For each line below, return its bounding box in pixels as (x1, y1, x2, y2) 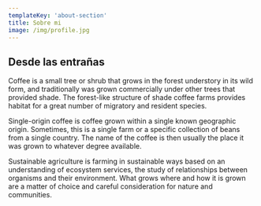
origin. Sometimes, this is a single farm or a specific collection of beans (8, 125, 240, 134)
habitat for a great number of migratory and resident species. (8, 101, 207, 111)
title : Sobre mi (8, 19, 62, 27)
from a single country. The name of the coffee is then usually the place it (8, 133, 244, 142)
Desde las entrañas (8, 55, 105, 68)
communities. (8, 190, 53, 200)
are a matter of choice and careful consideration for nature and (8, 182, 213, 191)
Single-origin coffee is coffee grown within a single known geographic (8, 116, 237, 126)
